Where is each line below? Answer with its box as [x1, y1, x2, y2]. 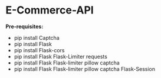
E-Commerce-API [5, 4, 94, 17]
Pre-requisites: [5, 23, 44, 30]
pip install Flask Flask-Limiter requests [14, 53, 107, 60]
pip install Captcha [14, 34, 60, 41]
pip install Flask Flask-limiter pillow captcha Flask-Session [14, 65, 156, 72]
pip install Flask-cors [14, 46, 65, 53]
